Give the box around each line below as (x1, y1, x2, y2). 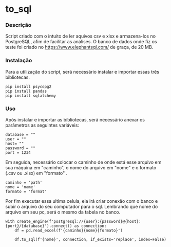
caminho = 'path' (5, 180, 43, 185)
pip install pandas (5, 89, 47, 94)
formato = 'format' (5, 189, 47, 195)
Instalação (5, 57, 32, 64)
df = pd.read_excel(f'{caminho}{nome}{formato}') (14, 228, 123, 233)
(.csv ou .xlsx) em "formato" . (5, 170, 68, 177)
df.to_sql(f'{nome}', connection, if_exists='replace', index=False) (14, 237, 167, 242)
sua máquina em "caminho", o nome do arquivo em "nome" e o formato (5, 165, 157, 171)
